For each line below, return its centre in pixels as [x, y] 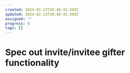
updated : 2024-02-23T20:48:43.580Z [42, 14]
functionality [32, 63]
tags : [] [14, 28]
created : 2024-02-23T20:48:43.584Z [42, 10]
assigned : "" [19, 19]
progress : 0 [17, 23]
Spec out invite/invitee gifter [65, 53]
